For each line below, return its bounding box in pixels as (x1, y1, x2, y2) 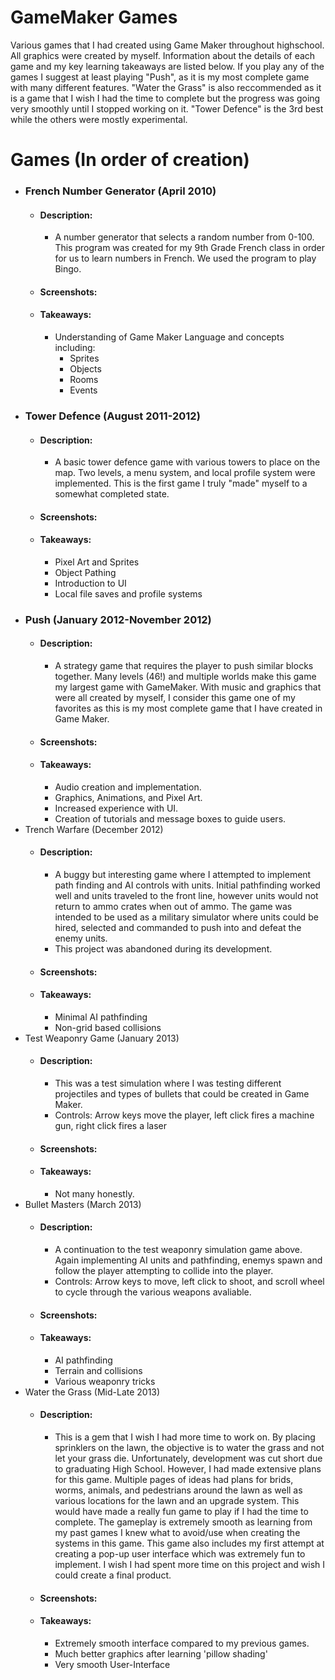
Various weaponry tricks (54, 1375, 156, 1387)
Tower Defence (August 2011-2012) (24, 409, 201, 423)
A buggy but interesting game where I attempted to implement (54, 869, 312, 881)
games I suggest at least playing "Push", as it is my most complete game (10, 71, 310, 83)
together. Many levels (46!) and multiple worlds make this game (54, 671, 317, 683)
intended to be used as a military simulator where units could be (54, 911, 319, 923)
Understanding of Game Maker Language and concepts (54, 331, 285, 343)
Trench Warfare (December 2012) (24, 823, 164, 835)
